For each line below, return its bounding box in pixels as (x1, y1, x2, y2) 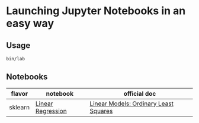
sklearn (9, 103, 30, 111)
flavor (11, 89, 28, 98)
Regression (35, 106, 67, 115)
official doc (123, 89, 156, 98)
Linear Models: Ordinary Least (89, 99, 174, 108)
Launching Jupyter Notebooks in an (6, 4, 186, 18)
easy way (6, 17, 54, 30)
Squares (89, 106, 113, 115)
